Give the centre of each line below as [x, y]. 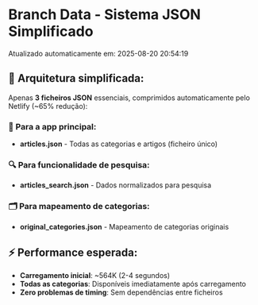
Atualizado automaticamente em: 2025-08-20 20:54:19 [98, 53]
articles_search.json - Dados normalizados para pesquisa [116, 185]
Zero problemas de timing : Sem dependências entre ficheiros [121, 292]
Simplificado [51, 31]
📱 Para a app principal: [52, 126]
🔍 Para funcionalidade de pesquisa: [79, 164]
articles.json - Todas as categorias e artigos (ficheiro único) [119, 144]
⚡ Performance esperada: [73, 253]
